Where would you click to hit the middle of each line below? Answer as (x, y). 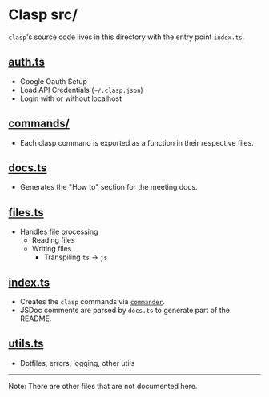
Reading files (53, 240)
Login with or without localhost (71, 98)
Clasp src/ (43, 15)
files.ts (26, 213)
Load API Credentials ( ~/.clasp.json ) (82, 90)
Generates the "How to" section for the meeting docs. (108, 187)
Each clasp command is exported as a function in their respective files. (137, 142)
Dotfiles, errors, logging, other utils (77, 363)
